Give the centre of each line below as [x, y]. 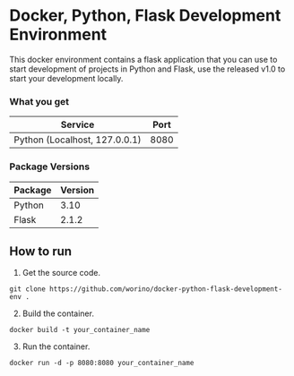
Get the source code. [61, 273]
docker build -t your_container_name [80, 330]
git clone [28, 289]
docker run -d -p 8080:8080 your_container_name [102, 363]
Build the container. [58, 313]
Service [78, 124]
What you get [39, 101]
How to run [41, 251]
